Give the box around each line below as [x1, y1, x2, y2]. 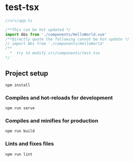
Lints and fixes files [5, 140, 54, 147]
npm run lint [5, 151, 33, 157]
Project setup [5, 69, 49, 78]
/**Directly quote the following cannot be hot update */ [5, 37, 129, 42]
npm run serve [5, 106, 35, 111]
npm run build [5, 129, 35, 134]
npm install [5, 83, 30, 88]
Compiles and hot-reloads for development [5, 94, 113, 101]
